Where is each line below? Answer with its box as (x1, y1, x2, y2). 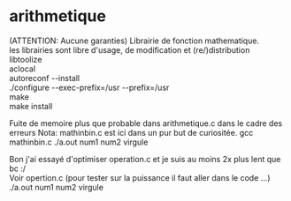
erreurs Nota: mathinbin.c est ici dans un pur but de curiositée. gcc (9, 127, 254, 138)
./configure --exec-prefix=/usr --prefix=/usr (9, 82, 170, 93)
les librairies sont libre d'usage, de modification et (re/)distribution (9, 44, 250, 55)
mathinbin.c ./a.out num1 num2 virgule (9, 137, 149, 147)
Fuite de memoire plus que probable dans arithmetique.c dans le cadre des (9, 117, 283, 129)
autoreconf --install (9, 72, 80, 83)
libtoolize (9, 54, 42, 64)
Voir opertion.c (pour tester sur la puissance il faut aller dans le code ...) (9, 172, 271, 182)
